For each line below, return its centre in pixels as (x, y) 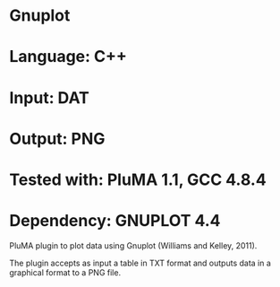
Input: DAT (49, 97)
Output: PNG (57, 139)
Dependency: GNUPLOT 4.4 (115, 221)
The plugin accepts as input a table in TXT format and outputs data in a (140, 263)
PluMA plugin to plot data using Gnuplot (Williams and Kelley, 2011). (133, 245)
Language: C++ (68, 57)
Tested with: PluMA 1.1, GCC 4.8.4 (138, 179)
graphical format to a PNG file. (65, 272)
